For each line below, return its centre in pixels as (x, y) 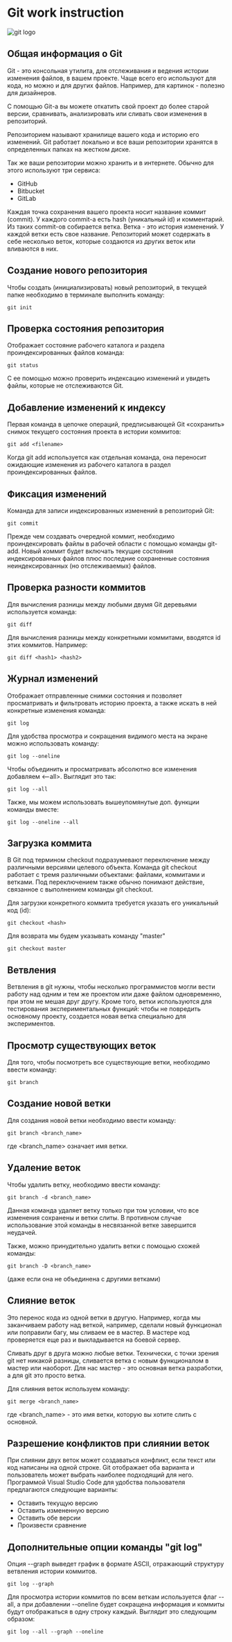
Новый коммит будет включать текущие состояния (97, 551)
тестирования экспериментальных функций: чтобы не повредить (104, 1009)
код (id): (19, 910)
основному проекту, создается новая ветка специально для (97, 1017)
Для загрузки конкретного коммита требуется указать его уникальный (113, 903)
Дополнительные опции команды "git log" (105, 1547)
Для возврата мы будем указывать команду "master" (86, 936)
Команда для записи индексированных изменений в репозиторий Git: (111, 511)
